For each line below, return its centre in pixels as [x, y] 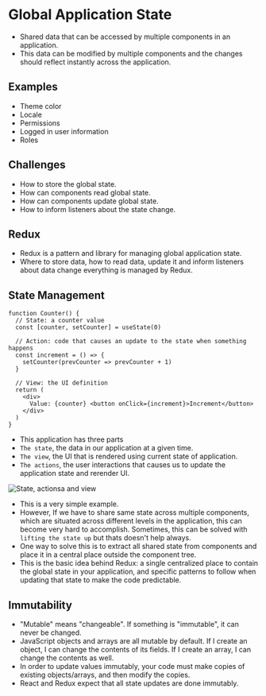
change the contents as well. [67, 658]
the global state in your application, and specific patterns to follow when [138, 572]
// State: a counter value [60, 321]
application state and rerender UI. [75, 474]
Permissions [40, 123]
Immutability [40, 605]
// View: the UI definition [62, 383]
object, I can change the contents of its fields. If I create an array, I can [135, 650]
